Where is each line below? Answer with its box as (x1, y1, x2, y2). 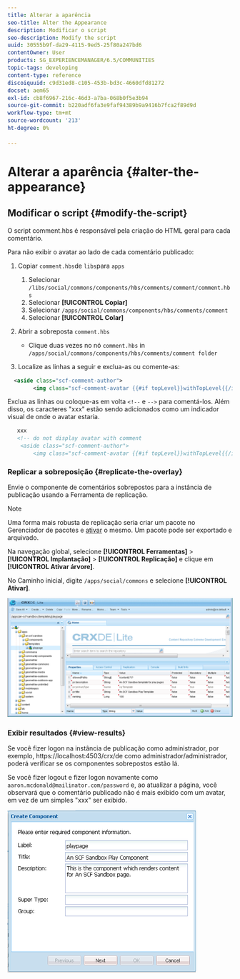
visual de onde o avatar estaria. (7, 413, 100, 421)
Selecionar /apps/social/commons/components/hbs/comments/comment (28, 306, 229, 314)
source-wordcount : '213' (7, 117, 81, 124)
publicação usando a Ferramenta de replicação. (7, 491, 149, 499)
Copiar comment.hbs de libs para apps (17, 261, 125, 270)
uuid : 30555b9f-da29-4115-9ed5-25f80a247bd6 (7, 41, 142, 49)
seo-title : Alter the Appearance (7, 19, 107, 26)
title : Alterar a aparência (7, 11, 91, 19)
